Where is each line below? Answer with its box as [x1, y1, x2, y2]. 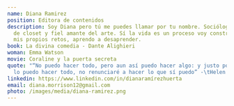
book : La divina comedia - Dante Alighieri [7, 43, 136, 50]
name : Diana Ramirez [7, 10, 68, 17]
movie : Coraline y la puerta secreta [7, 56, 117, 63]
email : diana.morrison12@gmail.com [7, 82, 111, 89]
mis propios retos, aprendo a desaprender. [13, 36, 141, 43]
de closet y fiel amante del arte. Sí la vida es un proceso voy [13, 29, 208, 37]
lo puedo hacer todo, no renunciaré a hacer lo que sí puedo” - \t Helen [13, 68, 226, 75]
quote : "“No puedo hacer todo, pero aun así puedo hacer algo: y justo [7, 62, 219, 69]
